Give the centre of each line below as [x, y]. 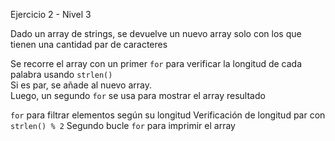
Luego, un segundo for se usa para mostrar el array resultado [138, 95]
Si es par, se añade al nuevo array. [81, 85]
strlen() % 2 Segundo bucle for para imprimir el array [123, 125]
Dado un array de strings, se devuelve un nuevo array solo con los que [156, 33]
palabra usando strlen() [61, 74]
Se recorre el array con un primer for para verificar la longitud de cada [156, 63]
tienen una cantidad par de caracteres [89, 44]
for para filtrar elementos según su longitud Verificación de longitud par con [168, 115]
